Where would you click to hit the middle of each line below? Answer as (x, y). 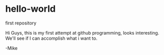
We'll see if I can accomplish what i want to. (51, 38)
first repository (21, 23)
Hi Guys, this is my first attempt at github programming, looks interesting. (82, 33)
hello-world (31, 9)
